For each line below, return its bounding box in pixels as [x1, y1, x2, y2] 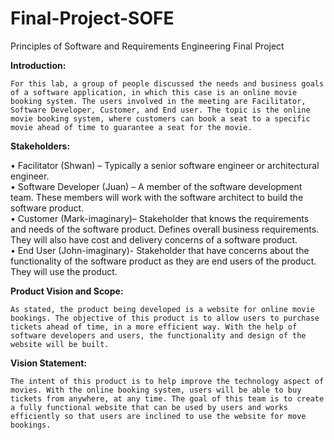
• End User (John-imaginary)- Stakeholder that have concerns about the [10, 244, 310, 256]
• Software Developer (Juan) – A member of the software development [10, 180, 303, 192]
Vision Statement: [10, 357, 87, 369]
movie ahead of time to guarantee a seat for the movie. [10, 122, 253, 132]
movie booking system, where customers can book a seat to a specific [10, 113, 311, 124]
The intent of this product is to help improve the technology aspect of [10, 376, 325, 386]
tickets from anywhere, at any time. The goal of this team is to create [10, 393, 325, 404]
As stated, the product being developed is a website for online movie [10, 304, 315, 314]
